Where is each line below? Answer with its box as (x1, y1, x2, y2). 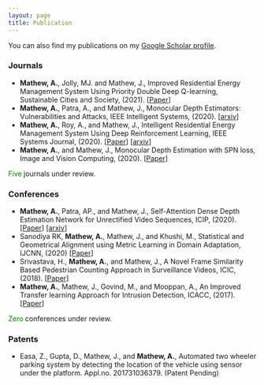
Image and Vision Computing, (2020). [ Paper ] (19, 153, 168, 163)
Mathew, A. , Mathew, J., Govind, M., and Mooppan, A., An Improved (19, 282, 242, 292)
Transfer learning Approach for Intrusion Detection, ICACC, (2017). (19, 290, 236, 300)
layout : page (8, 11, 51, 20)
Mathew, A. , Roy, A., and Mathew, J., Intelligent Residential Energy (19, 120, 236, 129)
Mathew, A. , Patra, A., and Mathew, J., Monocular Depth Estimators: (19, 103, 242, 113)
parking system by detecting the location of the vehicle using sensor (19, 360, 243, 369)
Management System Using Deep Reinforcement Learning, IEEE (19, 128, 227, 138)
